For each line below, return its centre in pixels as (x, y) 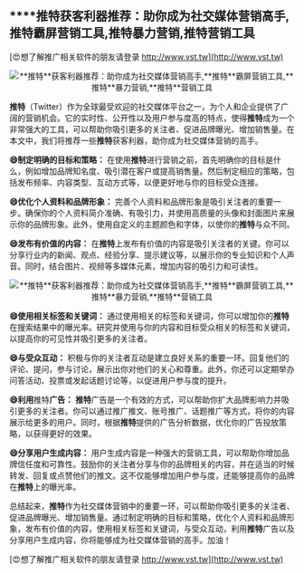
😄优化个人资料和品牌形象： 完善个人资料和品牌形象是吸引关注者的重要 (142, 201)
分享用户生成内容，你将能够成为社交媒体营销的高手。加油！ (120, 540)
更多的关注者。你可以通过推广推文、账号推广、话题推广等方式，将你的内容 (156, 411)
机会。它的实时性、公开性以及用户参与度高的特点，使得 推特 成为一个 (167, 118)
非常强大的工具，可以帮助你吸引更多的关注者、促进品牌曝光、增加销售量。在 (152, 129)
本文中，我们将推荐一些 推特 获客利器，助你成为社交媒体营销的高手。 (136, 140)
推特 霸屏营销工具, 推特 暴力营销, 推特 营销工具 (133, 33)
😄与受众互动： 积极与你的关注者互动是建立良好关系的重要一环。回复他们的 (149, 358)
